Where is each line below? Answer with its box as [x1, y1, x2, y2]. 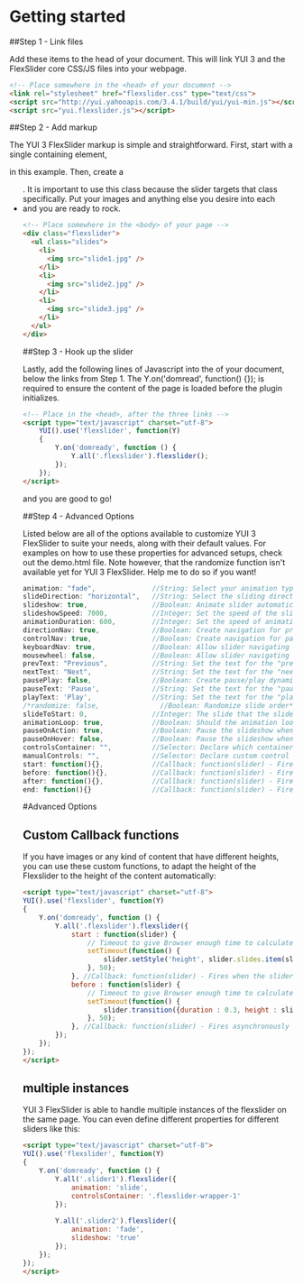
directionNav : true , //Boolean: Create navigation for [22, 625, 282, 635]
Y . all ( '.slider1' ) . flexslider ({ [55, 1174, 177, 1183]
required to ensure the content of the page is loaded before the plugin [22, 382, 282, 393]
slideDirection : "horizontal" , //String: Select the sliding [22, 592, 266, 601]
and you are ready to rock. [22, 203, 122, 214]
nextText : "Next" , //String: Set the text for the [22, 667, 273, 677]
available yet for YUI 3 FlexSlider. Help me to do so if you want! [22, 566, 257, 577]
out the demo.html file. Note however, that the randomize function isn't [22, 556, 286, 567]
